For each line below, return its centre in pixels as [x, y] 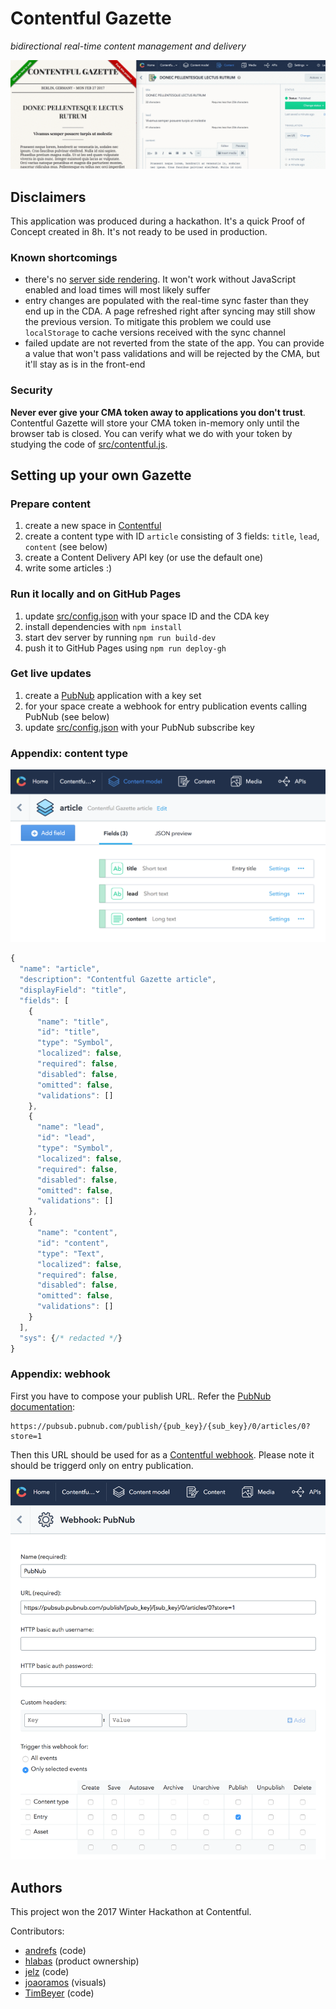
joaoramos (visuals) [65, 1983]
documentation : [43, 1406]
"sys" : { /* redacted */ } [71, 1338]
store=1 [26, 1436]
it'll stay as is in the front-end [85, 364]
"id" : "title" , [68, 1032]
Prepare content [51, 504]
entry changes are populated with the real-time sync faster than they [166, 301]
